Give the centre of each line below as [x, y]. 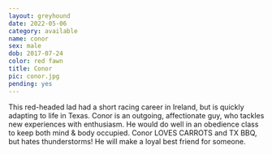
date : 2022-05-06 [38, 24]
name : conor [28, 38]
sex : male [25, 46]
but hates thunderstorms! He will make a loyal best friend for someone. [127, 141]
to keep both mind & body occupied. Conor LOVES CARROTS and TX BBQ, [133, 133]
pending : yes [30, 83]
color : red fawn [36, 62]
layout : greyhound [39, 16]
